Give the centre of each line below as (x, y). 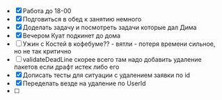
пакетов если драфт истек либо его (66, 67)
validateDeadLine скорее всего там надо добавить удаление (112, 59)
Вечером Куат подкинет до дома (71, 35)
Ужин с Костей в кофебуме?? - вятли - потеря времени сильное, (119, 44)
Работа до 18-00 (47, 11)
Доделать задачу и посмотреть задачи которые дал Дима (110, 27)
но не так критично (42, 51)
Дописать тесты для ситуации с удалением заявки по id (106, 75)
